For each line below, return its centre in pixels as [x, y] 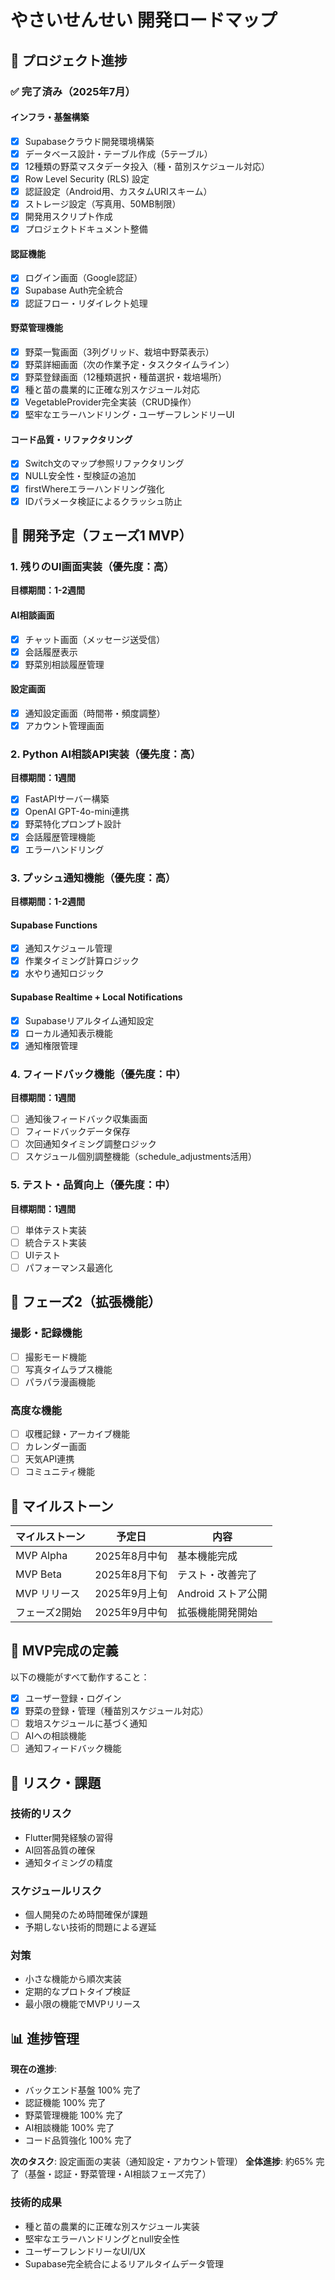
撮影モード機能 [55, 1357]
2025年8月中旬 [131, 1556]
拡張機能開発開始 [217, 1613]
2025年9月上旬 [131, 1594]
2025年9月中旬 [131, 1613]
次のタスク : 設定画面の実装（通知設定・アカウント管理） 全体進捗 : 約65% [162, 2162]
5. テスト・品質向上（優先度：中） [93, 1185]
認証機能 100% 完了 [65, 2103]
